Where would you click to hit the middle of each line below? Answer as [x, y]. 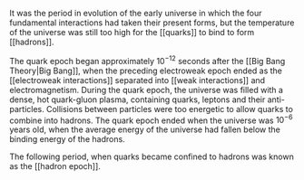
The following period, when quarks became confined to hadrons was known [152, 156]
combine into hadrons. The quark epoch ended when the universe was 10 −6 [151, 119]
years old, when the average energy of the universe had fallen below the [145, 129]
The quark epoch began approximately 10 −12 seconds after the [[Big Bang [147, 60]
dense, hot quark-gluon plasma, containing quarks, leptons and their [137, 99]
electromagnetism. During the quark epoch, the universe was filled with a [147, 90]
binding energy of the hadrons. [67, 139]
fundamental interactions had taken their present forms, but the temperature [152, 23]
